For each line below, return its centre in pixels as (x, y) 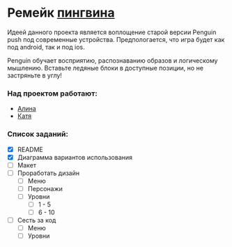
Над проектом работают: (52, 93)
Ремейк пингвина (61, 13)
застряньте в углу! (35, 75)
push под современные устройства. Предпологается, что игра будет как (116, 39)
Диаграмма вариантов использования (75, 157)
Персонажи (45, 188)
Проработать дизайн (48, 173)
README (30, 149)
